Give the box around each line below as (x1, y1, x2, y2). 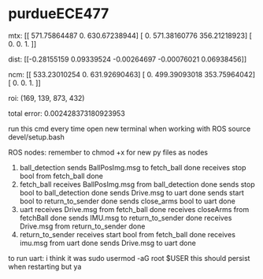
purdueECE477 (8, 5, 109, 23)
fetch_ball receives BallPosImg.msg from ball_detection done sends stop (19, 179, 256, 189)
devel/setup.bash (8, 132, 65, 142)
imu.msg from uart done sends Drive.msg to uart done (19, 238, 197, 247)
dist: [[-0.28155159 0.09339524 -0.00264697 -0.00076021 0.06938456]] (8, 54, 247, 64)
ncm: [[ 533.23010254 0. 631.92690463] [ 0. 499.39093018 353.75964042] (8, 69, 256, 79)
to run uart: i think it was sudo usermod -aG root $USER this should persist (8, 253, 250, 262)
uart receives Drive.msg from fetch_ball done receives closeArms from (19, 204, 250, 214)
